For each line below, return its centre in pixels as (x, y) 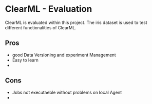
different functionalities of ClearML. (41, 27)
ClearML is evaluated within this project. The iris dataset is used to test (76, 22)
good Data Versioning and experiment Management (64, 55)
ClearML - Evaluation (49, 9)
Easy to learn (25, 60)
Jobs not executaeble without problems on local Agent (67, 92)
